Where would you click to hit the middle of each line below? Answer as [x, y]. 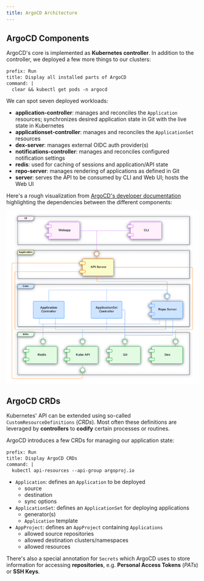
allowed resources [47, 547]
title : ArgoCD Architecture [42, 13]
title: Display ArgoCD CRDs [42, 458]
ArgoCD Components [48, 39]
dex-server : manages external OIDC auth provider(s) [82, 145]
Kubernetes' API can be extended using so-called [69, 416]
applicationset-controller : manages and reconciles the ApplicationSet [104, 132]
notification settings [40, 158]
